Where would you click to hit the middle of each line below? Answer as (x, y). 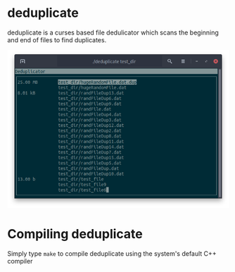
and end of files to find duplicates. (57, 39)
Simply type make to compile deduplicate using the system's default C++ (112, 254)
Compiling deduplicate (75, 234)
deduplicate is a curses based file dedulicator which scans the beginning (113, 32)
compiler (20, 261)
